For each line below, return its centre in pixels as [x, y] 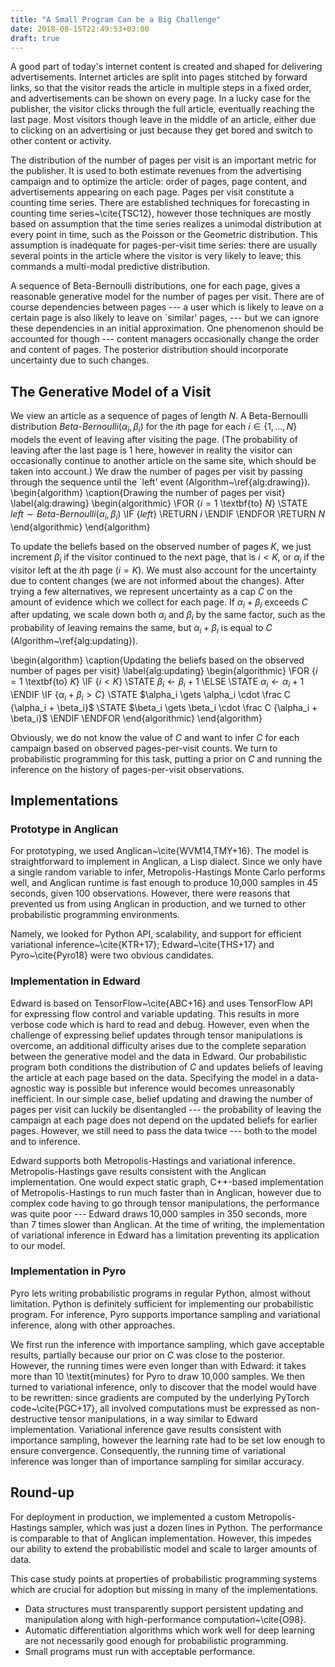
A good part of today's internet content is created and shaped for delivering [166, 67]
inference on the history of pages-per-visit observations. [127, 769]
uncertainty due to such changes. [80, 360]
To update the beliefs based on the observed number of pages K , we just [161, 546]
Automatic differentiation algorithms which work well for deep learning [169, 1630]
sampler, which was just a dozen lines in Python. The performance [185, 1527]
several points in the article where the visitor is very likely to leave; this [156, 256]
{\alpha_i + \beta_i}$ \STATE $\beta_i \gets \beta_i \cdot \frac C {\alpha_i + [164, 707]
